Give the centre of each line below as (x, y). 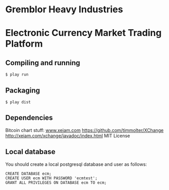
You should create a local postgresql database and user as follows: (76, 164)
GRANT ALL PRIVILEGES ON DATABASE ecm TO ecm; (56, 183)
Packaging (23, 90)
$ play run (17, 75)
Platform (24, 44)
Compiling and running (43, 63)
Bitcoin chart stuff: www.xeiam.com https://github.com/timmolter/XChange (85, 130)
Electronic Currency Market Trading (83, 33)
